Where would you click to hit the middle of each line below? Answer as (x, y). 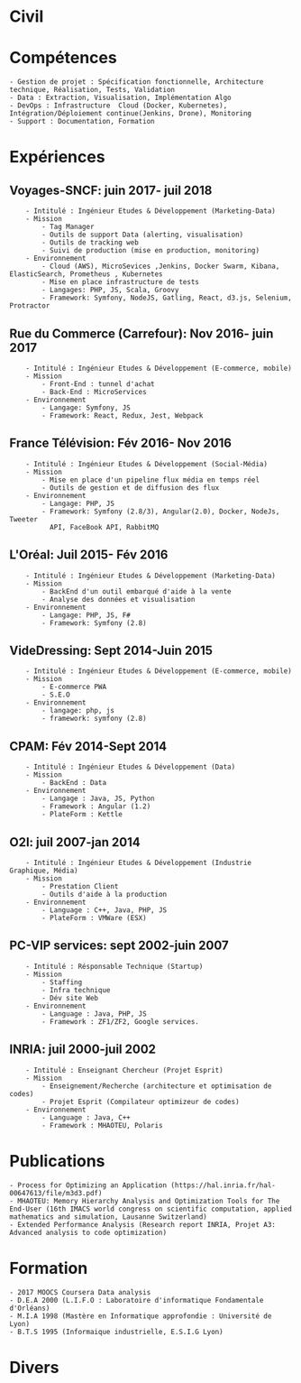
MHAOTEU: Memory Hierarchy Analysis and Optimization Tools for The (149, 1201)
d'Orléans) (30, 1308)
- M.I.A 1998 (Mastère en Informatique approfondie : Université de (141, 1316)
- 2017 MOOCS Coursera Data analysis (80, 1292)
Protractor (30, 306)
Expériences (57, 157)
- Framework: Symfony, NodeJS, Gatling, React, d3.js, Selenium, (167, 298)
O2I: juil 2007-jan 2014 (75, 842)
